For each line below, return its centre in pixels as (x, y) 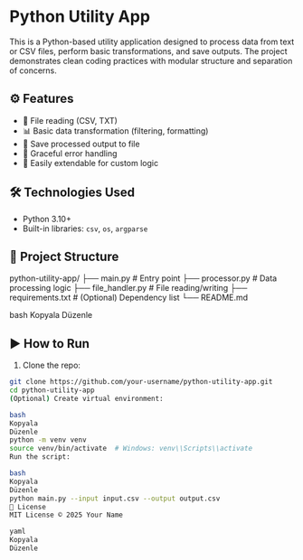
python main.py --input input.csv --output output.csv (115, 499)
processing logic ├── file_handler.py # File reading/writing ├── (128, 288)
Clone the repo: (52, 365)
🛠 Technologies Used (72, 193)
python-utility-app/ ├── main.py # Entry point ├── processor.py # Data (143, 278)
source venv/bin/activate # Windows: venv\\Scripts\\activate (131, 449)
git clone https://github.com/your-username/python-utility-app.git (141, 382)
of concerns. (33, 70)
